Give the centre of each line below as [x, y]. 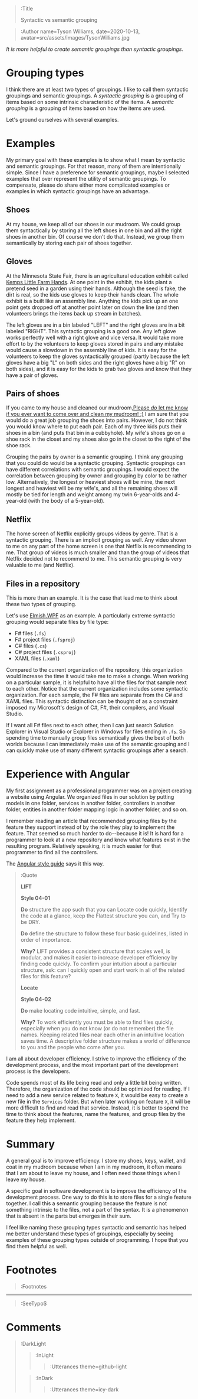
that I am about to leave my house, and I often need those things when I [93, 1173]
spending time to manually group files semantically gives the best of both [95, 737]
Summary [30, 1144]
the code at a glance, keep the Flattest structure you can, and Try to [103, 916]
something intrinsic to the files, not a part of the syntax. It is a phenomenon [97, 1209]
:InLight [44, 1355]
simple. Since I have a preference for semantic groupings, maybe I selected [98, 172]
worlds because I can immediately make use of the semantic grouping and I [98, 744]
